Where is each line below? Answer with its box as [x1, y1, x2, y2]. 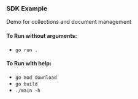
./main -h [15, 87, 41, 94]
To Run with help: [6, 60, 52, 67]
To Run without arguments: [6, 32, 77, 39]
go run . [15, 47, 38, 53]
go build [15, 81, 38, 87]
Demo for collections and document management [6, 18, 132, 26]
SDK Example [6, 4, 48, 13]
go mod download [15, 75, 57, 81]
